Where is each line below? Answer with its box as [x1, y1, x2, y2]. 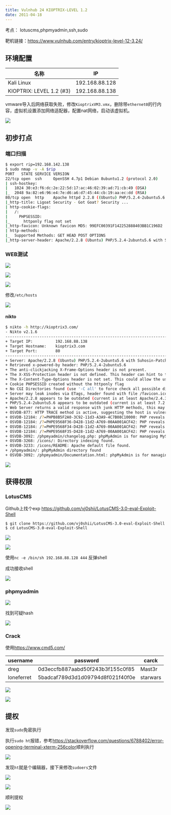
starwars [140, 673, 161, 681]
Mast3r [140, 665, 158, 672]
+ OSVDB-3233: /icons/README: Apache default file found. [5, 443, 131, 448]
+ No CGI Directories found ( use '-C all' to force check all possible [5, 386, 160, 391]
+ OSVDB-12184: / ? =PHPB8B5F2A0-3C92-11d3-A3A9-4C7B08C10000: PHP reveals [5, 415, 165, 420]
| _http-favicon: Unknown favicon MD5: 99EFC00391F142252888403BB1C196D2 [5, 224, 163, 229]
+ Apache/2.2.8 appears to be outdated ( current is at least [5, 396, 138, 401]
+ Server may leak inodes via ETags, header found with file [5, 391, 138, 396]
